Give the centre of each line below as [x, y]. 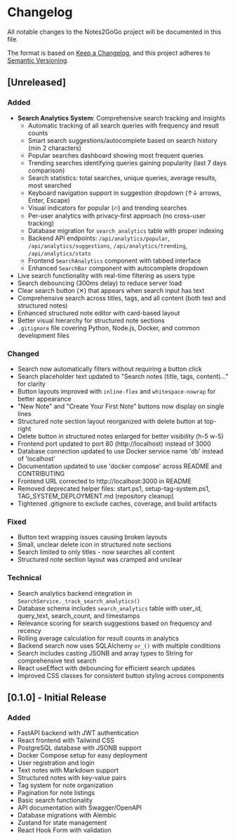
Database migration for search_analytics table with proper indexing [126, 230]
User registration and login [56, 763]
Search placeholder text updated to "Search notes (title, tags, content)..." [123, 376]
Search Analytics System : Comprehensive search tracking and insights [121, 118]
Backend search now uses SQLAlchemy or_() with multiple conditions [119, 646]
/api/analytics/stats [59, 253]
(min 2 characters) [55, 148]
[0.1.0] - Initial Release [57, 697]
